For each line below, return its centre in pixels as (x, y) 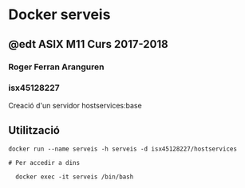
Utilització (34, 130)
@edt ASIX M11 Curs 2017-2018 (89, 44)
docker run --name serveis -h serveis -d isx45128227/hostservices (123, 149)
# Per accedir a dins (44, 163)
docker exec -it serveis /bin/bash (75, 177)
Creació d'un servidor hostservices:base (75, 105)
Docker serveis (59, 15)
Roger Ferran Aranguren (56, 67)
